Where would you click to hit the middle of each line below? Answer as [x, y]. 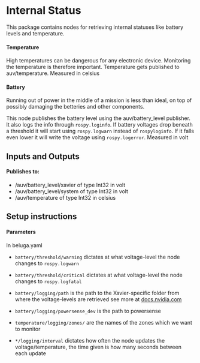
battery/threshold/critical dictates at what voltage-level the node [99, 275]
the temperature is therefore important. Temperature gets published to [93, 67]
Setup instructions [42, 217]
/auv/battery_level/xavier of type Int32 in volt [70, 185]
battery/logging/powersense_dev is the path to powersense [88, 311]
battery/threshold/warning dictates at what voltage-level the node [97, 257]
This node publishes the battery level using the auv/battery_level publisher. [98, 118]
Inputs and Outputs [43, 156]
